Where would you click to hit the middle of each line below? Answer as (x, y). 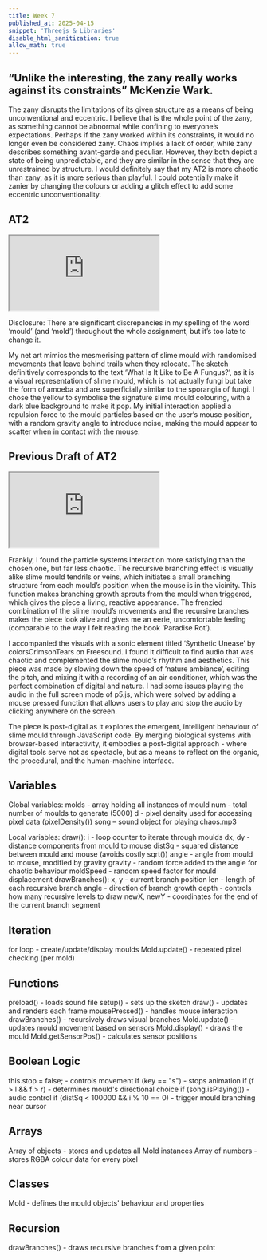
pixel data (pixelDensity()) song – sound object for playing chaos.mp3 (122, 822)
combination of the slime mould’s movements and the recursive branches (129, 610)
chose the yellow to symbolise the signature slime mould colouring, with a (130, 397)
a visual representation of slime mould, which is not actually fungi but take (130, 380)
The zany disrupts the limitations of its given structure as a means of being (131, 109)
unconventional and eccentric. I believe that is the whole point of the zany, (130, 117)
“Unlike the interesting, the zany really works (123, 78)
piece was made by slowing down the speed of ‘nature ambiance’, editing (129, 669)
